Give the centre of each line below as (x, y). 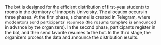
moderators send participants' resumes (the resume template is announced (81, 22)
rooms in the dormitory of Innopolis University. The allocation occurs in (76, 12)
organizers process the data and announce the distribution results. (72, 37)
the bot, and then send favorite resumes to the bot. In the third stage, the (78, 32)
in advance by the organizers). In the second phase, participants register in (80, 27)
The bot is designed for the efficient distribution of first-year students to (77, 7)
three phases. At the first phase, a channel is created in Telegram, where (78, 17)
